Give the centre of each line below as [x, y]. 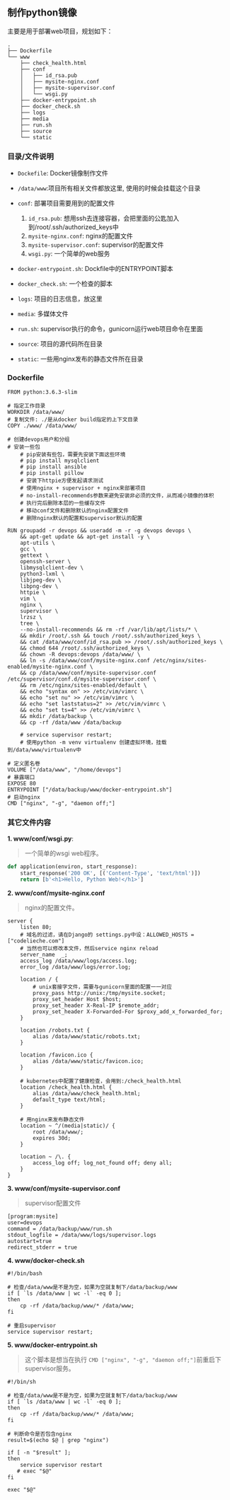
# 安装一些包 [24, 447]
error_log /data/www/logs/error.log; [76, 967]
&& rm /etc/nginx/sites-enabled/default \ [84, 686]
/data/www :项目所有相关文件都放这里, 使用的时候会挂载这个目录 [109, 188]
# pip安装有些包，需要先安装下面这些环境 [73, 455]
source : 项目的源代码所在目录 [60, 344]
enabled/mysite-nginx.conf [47, 667]
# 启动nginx [24, 797]
